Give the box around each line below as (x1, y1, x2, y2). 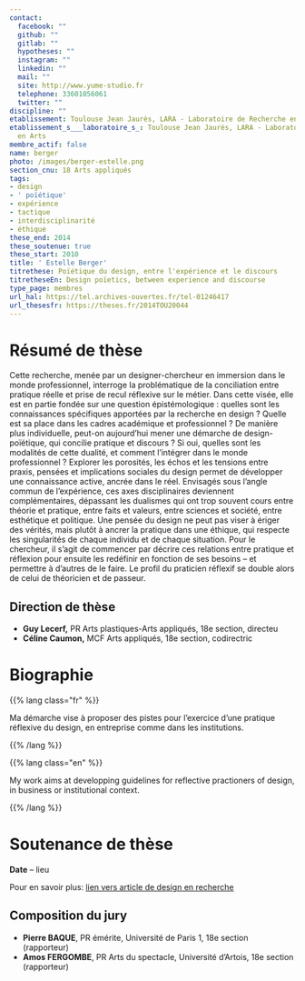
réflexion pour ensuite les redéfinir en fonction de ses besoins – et (9, 554, 257, 565)
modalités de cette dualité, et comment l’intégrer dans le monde (9, 447, 248, 458)
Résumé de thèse (9, 340, 143, 360)
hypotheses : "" (17, 47, 75, 56)
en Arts (17, 132, 47, 141)
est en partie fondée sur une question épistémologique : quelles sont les (9, 399, 280, 410)
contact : (9, 13, 43, 23)
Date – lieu (9, 865, 50, 875)
